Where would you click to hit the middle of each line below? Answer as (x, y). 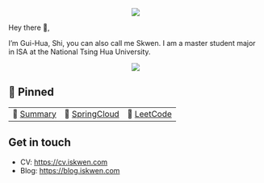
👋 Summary (34, 114)
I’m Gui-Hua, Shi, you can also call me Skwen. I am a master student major (132, 43)
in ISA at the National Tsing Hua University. (80, 52)
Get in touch (40, 142)
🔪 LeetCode (149, 114)
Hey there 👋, (29, 27)
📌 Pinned (31, 92)
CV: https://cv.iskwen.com (64, 162)
